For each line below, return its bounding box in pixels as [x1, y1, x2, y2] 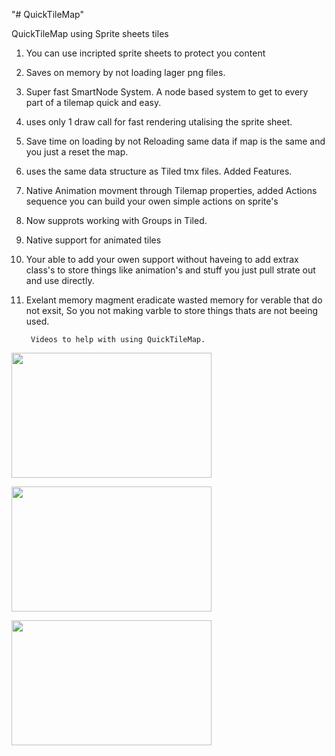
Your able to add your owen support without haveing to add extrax [25, 254, 299, 265]
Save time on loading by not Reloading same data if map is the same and [25, 135, 326, 147]
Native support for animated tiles [25, 234, 162, 246]
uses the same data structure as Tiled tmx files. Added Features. [25, 165, 293, 177]
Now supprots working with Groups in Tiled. [25, 215, 208, 226]
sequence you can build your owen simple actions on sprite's [25, 195, 279, 207]
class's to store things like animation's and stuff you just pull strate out [25, 264, 316, 276]
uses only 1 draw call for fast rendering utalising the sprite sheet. [25, 116, 293, 128]
